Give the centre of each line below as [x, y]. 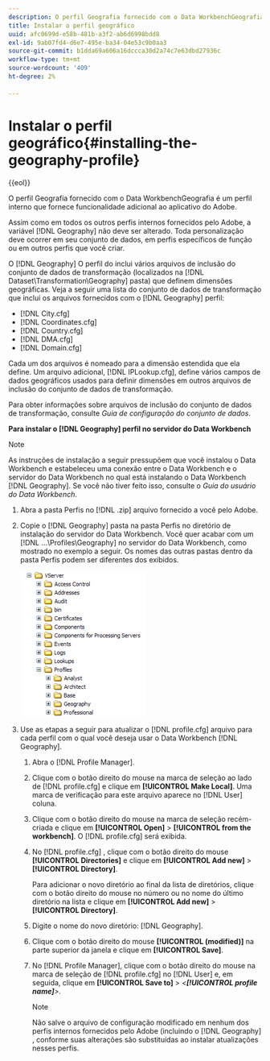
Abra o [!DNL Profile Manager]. [83, 762]
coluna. [44, 803]
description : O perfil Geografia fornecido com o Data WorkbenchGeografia [136, 17]
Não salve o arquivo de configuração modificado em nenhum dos [140, 1022]
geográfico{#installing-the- [103, 143]
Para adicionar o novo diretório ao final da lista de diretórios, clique [143, 884]
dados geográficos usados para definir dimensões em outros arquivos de [130, 380]
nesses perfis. [55, 1048]
